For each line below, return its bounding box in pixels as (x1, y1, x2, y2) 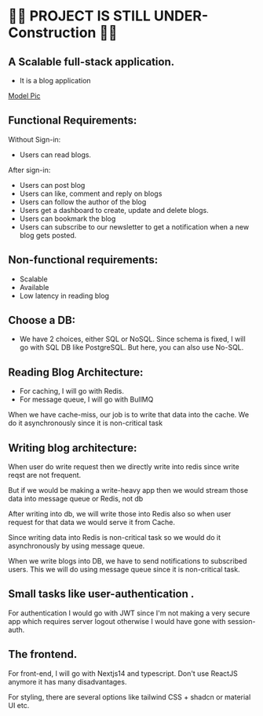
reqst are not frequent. (8, 471, 82, 480)
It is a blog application (19, 76, 92, 85)
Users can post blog (19, 180, 86, 189)
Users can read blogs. (19, 149, 92, 160)
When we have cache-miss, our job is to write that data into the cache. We (8, 410, 250, 420)
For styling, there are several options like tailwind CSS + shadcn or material (8, 692, 251, 702)
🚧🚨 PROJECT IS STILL (8, 7, 152, 25)
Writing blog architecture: (8, 441, 137, 454)
